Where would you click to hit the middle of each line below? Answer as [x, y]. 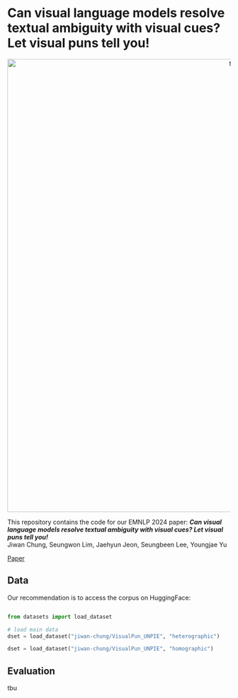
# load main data [33, 629]
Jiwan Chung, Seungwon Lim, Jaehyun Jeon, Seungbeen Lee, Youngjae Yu [117, 544]
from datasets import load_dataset [60, 617]
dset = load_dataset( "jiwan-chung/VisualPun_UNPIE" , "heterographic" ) [114, 636]
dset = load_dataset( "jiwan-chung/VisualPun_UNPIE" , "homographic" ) [110, 649]
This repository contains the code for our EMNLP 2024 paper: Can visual [114, 522]
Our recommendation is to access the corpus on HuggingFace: [99, 597]
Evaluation [31, 671]
